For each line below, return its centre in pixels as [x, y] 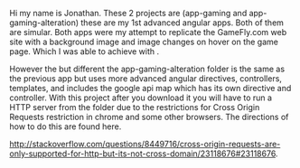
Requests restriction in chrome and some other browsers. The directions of [149, 117]
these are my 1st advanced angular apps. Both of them [183, 23]
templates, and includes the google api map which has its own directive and [150, 88]
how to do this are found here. [66, 126]
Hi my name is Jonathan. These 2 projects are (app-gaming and [128, 13]
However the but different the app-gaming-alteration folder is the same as [147, 69]
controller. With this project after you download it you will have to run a [141, 98]
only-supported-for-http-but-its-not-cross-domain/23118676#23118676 [143, 154]
